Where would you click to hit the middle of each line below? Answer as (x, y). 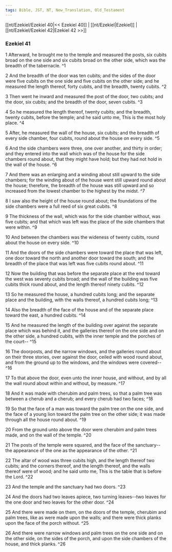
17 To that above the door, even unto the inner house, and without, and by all (86, 378)
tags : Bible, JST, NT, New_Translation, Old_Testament (65, 10)
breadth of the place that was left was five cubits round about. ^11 (74, 263)
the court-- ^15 (21, 341)
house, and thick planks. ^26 (35, 544)
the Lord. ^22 (19, 476)
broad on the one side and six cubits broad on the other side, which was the (85, 60)
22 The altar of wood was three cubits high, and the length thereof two (80, 460)
